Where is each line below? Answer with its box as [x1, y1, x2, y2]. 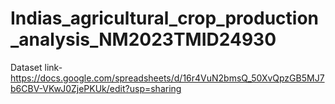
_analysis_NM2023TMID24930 [10, 28, 277, 51]
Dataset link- [10, 61, 63, 73]
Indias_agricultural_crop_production [10, 7, 319, 30]
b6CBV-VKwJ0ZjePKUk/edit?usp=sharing [10, 82, 182, 94]
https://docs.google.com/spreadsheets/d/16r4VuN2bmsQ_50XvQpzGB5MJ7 [10, 72, 325, 84]
